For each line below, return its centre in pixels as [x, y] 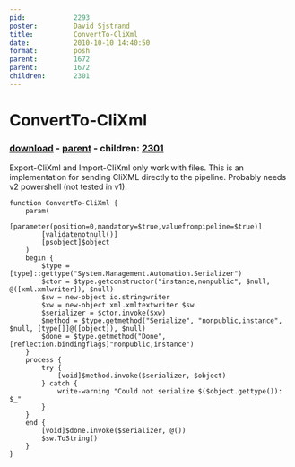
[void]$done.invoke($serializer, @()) [114, 431]
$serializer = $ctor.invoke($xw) [104, 313]
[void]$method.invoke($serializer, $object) [142, 376]
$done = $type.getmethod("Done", [104, 337]
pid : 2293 [50, 17]
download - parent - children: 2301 [87, 148]
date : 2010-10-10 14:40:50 [80, 43]
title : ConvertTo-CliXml [74, 34]
